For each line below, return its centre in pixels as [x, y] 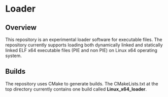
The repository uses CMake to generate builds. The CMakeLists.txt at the [82, 83]
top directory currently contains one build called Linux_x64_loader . [76, 89]
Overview [21, 28]
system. [13, 56]
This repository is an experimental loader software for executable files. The [84, 39]
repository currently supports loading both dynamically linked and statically [84, 45]
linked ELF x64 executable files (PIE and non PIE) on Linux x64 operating [81, 50]
